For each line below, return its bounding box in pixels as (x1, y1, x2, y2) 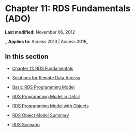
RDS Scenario (12, 121, 40, 127)
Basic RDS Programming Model (12, 84, 75, 90)
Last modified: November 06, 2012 (5, 29, 75, 35)
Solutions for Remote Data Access (12, 74, 81, 80)
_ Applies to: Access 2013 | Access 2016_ (5, 38, 89, 44)
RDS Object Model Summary (12, 112, 69, 118)
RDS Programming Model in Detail (12, 93, 80, 99)
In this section (5, 53, 49, 61)
